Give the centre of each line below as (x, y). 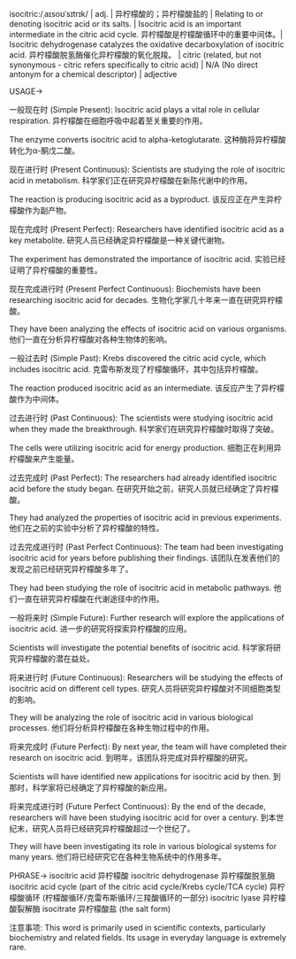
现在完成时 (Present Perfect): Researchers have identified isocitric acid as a (147, 229)
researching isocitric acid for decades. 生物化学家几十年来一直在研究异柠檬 (146, 300)
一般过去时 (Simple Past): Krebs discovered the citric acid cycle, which (138, 358)
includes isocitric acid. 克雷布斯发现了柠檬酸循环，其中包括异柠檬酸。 (136, 369)
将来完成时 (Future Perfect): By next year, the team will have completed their (148, 746)
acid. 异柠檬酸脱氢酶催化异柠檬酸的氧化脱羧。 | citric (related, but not (136, 55)
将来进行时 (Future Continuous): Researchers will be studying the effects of (146, 677)
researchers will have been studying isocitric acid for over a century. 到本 (143, 817)
